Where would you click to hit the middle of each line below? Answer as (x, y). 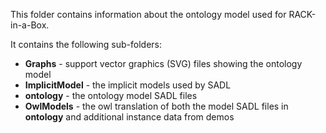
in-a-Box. (30, 25)
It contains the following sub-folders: (86, 44)
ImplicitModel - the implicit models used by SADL (128, 85)
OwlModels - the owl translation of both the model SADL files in (156, 106)
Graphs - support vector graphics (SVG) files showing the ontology (163, 63)
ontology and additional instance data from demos (129, 117)
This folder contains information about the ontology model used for (148, 14)
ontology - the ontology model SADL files (111, 95)
